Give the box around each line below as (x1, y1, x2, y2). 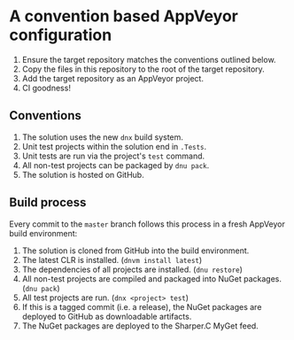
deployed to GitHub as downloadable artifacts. (21, 311, 192, 321)
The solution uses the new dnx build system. (21, 131, 184, 143)
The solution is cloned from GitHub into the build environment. (21, 245, 250, 256)
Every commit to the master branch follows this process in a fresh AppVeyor (9, 219, 286, 229)
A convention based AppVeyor (9, 6, 239, 27)
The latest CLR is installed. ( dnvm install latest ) (21, 254, 203, 265)
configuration (9, 25, 112, 45)
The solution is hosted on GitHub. (21, 169, 144, 180)
